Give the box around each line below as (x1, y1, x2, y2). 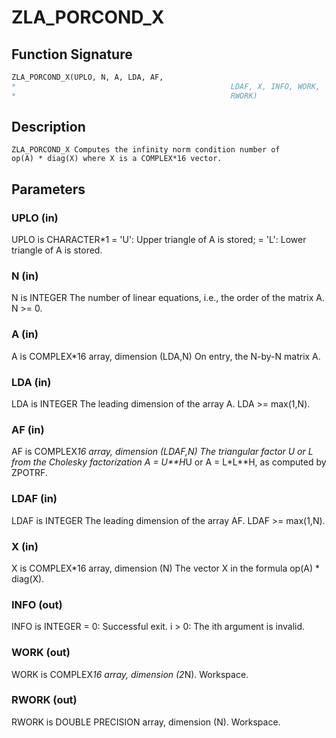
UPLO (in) (11, 211, 59, 225)
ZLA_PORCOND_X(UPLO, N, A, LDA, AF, (11, 72, 164, 82)
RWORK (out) (11, 693, 78, 707)
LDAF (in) (11, 492, 58, 506)
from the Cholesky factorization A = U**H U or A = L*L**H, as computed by (11, 456, 327, 468)
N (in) (11, 269, 39, 283)
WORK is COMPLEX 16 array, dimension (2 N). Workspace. (11, 668, 249, 680)
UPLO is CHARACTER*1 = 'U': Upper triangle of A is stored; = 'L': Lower (11, 234, 307, 246)
